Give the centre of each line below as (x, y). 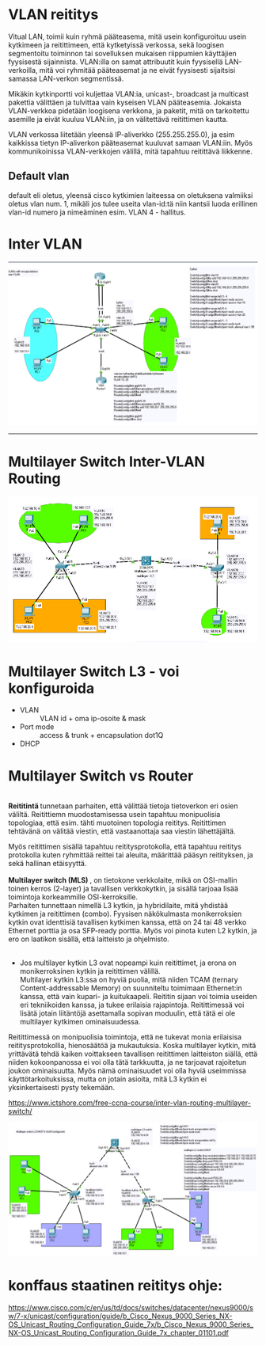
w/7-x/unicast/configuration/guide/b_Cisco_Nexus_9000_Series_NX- (120, 1317)
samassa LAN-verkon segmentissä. (66, 78)
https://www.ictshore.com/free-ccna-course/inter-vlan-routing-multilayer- (130, 1103)
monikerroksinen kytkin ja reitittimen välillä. (90, 971)
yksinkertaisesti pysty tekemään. (62, 1088)
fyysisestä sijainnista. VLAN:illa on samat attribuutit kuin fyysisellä (116, 62)
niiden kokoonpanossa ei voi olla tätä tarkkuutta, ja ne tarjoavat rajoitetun (127, 1062)
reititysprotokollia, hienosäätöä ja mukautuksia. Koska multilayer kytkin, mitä (132, 1046)
